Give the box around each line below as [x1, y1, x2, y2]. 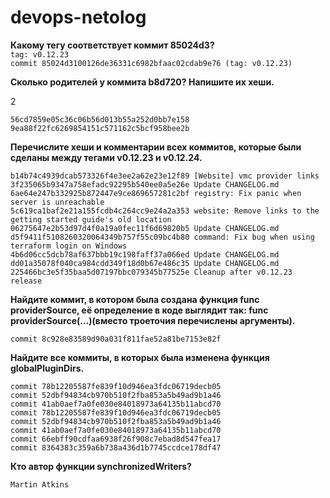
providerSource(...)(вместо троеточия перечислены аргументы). [10, 314, 296, 326]
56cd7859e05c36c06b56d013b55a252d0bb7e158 [10, 114, 190, 125]
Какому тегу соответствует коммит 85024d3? [10, 39, 215, 51]
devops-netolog [10, 6, 147, 29]
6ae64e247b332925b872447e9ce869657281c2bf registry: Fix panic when [10, 188, 302, 198]
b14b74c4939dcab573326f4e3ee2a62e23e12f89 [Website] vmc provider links [10, 171, 320, 181]
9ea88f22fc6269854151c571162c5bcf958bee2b [10, 123, 190, 133]
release [10, 276, 43, 286]
